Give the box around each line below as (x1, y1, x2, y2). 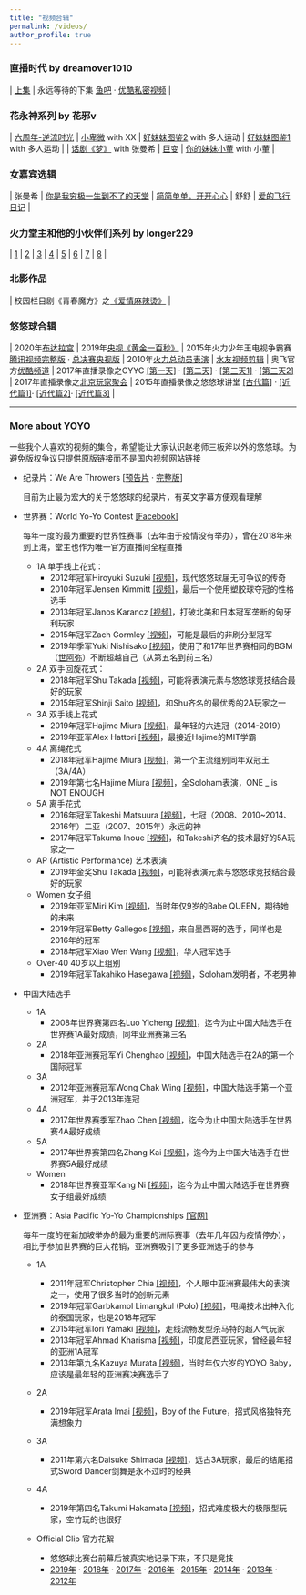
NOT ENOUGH (49, 787, 105, 798)
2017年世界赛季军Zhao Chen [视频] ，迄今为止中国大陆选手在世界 (49, 1114, 293, 1125)
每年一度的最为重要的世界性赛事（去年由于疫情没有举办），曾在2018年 (22, 530, 285, 542)
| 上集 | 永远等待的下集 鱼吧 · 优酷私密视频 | (9, 84, 171, 96)
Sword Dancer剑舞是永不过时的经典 (57, 1466, 192, 1477)
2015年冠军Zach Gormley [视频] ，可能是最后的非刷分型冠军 (49, 629, 273, 640)
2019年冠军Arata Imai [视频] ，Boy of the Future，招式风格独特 (49, 1406, 283, 1417)
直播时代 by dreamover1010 (9, 62, 133, 75)
